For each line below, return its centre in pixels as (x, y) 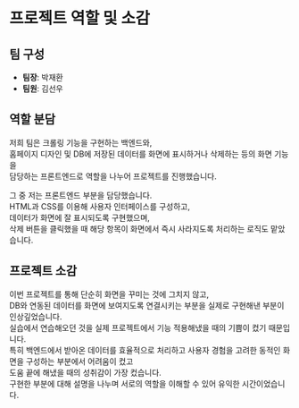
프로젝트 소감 (43, 271)
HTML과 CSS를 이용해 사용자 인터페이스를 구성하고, (100, 206)
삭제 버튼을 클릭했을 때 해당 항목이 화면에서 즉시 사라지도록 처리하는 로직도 (139, 228)
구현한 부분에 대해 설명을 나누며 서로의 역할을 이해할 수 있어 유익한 (125, 383)
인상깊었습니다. (36, 316)
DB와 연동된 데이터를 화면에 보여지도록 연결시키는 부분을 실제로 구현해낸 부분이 (147, 305)
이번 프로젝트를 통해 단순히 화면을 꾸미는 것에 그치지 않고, (109, 294)
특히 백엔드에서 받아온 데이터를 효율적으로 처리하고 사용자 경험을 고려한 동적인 (145, 350)
